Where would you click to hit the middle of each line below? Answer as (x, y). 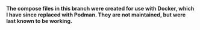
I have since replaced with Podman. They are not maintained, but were (96, 15)
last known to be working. (39, 21)
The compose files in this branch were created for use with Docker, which (100, 9)
